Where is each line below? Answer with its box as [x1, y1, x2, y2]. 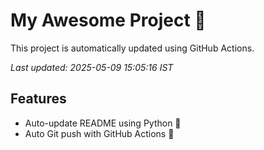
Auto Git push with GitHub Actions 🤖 [24, 127, 175, 139]
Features [10, 90, 67, 108]
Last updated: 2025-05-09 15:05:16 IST [10, 61, 174, 73]
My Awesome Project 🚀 [10, 9, 207, 32]
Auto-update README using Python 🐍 [24, 117, 182, 129]
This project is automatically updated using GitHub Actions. [10, 42, 255, 54]
